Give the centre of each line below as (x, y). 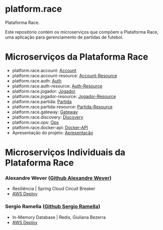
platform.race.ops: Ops (35, 122)
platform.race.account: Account (44, 70)
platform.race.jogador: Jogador (44, 91)
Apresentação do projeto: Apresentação (53, 132)
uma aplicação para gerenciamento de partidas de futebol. (64, 37)
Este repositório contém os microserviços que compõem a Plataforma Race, (82, 32)
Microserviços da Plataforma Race (77, 57)
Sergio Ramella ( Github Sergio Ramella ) (53, 207)
